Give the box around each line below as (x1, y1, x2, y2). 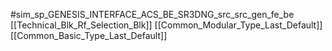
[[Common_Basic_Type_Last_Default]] (10, 30, 168, 41)
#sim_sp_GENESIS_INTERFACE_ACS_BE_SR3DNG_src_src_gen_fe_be (10, 9, 295, 20)
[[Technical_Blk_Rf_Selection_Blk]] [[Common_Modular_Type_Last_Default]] (10, 19, 323, 31)
